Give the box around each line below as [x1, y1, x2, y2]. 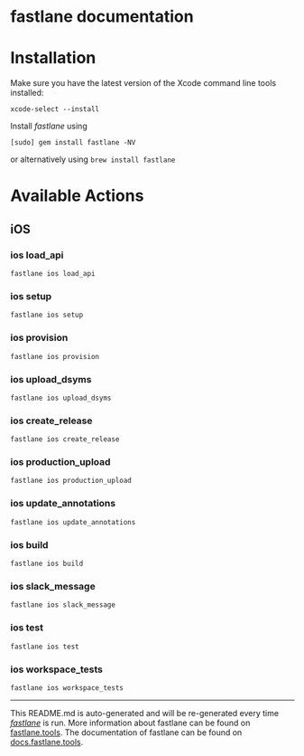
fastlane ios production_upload [10, 477, 132, 486]
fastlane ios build [10, 559, 84, 569]
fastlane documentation [10, 6, 194, 27]
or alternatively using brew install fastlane [10, 154, 176, 165]
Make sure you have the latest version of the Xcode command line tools [10, 78, 277, 89]
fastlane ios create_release [10, 435, 120, 444]
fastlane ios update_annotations [10, 517, 136, 526]
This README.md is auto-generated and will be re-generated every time [10, 707, 279, 718]
